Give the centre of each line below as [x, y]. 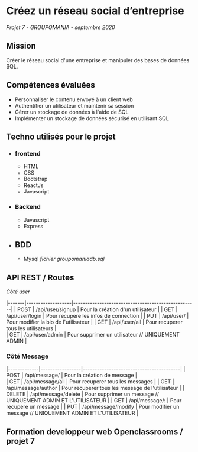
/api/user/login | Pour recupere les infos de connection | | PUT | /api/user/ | [98, 316]
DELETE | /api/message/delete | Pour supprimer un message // [83, 394]
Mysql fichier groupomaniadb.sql [64, 259]
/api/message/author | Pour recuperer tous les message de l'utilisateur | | [95, 388]
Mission [21, 46]
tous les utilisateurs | [31, 328]
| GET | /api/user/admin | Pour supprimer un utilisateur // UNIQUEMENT [93, 335]
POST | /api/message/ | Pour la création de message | [72, 375]
